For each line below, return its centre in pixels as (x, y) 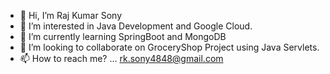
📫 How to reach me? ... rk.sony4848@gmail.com (121, 58)
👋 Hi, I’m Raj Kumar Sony (70, 15)
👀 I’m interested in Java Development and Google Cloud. (136, 26)
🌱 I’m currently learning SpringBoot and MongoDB (123, 36)
